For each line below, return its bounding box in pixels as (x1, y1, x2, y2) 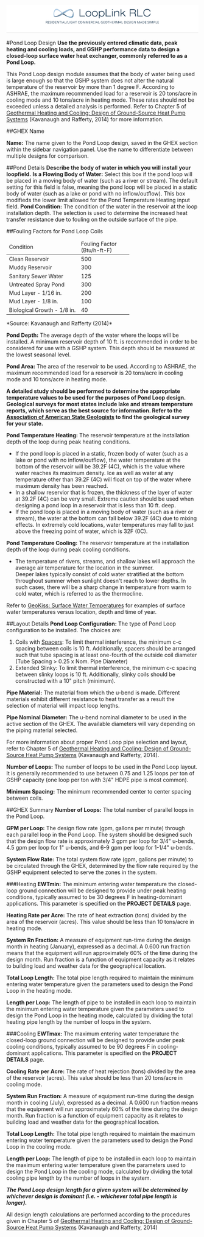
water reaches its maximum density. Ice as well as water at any (15, 470, 174, 477)
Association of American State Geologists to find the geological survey (6, 414, 190, 421)
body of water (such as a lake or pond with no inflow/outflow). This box (6, 190, 186, 197)
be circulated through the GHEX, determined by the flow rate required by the (6, 862, 199, 870)
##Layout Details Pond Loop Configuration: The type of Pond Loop (6, 620, 177, 627)
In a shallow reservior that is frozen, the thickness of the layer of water (15, 489, 193, 496)
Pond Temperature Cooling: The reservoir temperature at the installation (6, 540, 189, 547)
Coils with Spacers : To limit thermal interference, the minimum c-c (15, 638, 181, 646)
